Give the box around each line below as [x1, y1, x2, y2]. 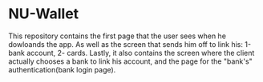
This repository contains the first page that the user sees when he [8, 31, 227, 41]
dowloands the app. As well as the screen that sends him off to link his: [8, 39, 243, 49]
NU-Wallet [8, 5, 79, 23]
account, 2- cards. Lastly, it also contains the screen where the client [26, 48, 255, 57]
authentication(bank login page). [8, 64, 116, 74]
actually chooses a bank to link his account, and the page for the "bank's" [8, 57, 253, 66]
